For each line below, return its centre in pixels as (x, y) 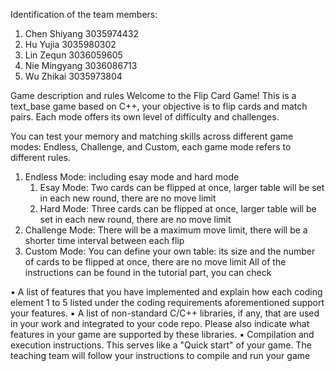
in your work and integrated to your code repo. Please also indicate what (160, 323)
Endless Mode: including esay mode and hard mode (132, 177)
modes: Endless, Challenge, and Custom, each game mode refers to (151, 147)
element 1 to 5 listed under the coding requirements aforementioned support (167, 302)
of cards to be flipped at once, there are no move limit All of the (155, 262)
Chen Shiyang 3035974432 (82, 33)
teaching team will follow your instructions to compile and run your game (160, 355)
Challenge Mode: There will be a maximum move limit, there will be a (166, 230)
